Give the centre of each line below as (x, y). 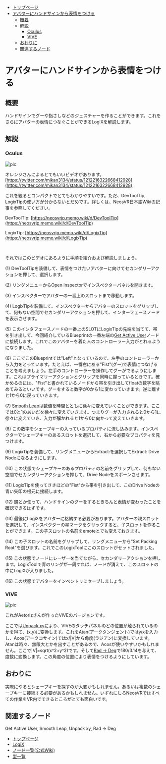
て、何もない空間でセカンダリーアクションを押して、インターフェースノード (83, 312)
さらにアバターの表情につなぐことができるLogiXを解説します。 (69, 122)
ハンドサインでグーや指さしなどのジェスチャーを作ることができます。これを (83, 116)
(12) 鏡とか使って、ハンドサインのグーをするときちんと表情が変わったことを (83, 501)
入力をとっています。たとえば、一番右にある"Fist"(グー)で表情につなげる (83, 364)
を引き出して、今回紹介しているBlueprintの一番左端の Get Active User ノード (82, 335)
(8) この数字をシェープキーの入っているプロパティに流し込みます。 (73, 429)
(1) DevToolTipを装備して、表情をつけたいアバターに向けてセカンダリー (78, 268)
